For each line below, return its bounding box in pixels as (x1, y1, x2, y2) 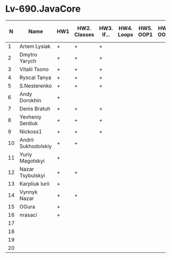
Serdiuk (19, 120, 38, 127)
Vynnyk (19, 188, 38, 195)
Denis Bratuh (19, 105, 51, 112)
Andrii (19, 136, 34, 143)
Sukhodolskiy (19, 142, 52, 150)
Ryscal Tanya (19, 74, 52, 81)
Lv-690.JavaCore (5, 3, 81, 15)
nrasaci (19, 211, 37, 218)
